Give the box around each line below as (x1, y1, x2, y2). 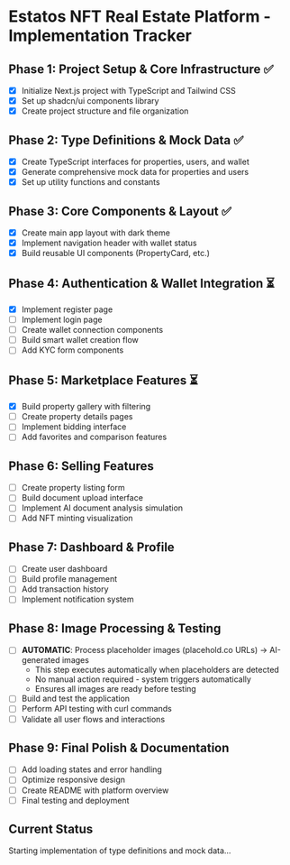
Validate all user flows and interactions (21, 713, 166, 724)
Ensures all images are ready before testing (34, 684, 197, 695)
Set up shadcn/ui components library (21, 96, 159, 106)
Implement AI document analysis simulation (21, 502, 184, 513)
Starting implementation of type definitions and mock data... (8, 845, 231, 856)
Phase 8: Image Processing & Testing (8, 621, 222, 636)
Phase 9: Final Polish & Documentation (8, 740, 230, 755)
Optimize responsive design (21, 774, 125, 786)
